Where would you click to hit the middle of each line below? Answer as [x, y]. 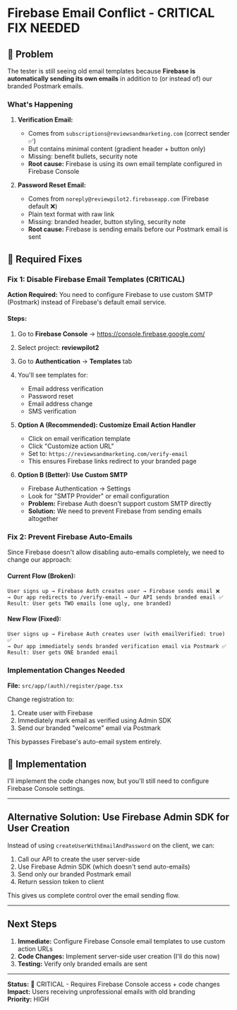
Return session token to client [61, 881]
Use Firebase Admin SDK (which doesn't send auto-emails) [104, 867]
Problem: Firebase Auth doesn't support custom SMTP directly [120, 504]
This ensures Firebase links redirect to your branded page [112, 462]
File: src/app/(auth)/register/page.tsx [65, 686]
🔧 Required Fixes [45, 259]
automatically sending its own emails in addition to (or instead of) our [110, 78]
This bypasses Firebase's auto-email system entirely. [85, 742]
